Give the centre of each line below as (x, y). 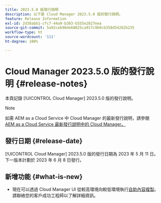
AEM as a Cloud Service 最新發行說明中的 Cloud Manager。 (65, 124)
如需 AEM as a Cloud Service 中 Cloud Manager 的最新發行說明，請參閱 (77, 118)
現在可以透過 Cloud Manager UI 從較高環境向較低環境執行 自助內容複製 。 (85, 189)
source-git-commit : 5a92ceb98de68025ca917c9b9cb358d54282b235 (70, 28)
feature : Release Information (36, 19)
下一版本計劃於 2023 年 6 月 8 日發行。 (45, 160)
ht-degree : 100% (22, 42)
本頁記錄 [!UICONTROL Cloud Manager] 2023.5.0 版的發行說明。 (70, 98)
